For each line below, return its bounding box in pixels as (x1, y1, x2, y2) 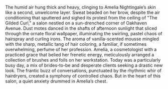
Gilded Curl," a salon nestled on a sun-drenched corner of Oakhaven (5, 20, 147, 26)
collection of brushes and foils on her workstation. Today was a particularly (5, 57, 161, 63)
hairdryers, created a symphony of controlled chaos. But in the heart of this (5, 73, 161, 79)
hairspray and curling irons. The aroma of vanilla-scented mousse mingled (5, 36, 159, 42)
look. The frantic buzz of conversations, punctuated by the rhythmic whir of (5, 68, 162, 74)
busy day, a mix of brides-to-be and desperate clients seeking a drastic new (5, 62, 163, 68)
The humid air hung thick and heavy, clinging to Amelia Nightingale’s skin (5, 4, 156, 10)
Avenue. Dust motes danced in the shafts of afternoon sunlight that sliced (5, 25, 157, 31)
